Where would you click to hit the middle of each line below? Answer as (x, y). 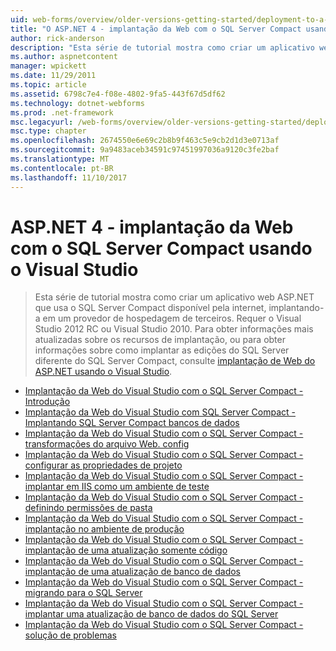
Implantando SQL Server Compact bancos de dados (132, 423)
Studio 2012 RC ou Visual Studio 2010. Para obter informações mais (174, 329)
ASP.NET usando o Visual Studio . (103, 372)
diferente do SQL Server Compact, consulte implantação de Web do (175, 361)
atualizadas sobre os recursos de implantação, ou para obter (160, 340)
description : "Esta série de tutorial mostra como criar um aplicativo (162, 47)
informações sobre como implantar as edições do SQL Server (162, 350)
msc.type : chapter (48, 131)
